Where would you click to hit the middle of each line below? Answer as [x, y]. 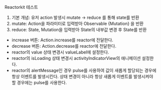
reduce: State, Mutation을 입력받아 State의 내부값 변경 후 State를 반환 [79, 30]
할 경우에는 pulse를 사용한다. [39, 82]
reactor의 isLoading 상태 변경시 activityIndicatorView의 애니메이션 [76, 58]
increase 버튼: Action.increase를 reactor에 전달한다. [63, 40]
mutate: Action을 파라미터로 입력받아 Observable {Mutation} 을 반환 [78, 24]
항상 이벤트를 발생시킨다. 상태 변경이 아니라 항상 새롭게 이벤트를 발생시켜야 [82, 76]
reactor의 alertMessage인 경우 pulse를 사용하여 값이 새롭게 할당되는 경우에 [84, 70]
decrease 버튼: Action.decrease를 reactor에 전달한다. [64, 46]
